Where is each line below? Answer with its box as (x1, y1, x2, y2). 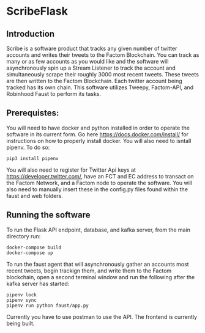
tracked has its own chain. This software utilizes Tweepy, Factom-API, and (6, 84, 194, 91)
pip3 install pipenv (6, 155, 59, 161)
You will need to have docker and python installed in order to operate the (6, 124, 190, 131)
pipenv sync (6, 297, 37, 303)
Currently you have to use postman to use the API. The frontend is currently (6, 313, 198, 320)
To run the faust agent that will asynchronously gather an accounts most (6, 260, 189, 268)
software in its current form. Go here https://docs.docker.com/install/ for (6, 130, 188, 138)
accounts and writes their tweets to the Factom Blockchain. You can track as (6, 51, 199, 59)
